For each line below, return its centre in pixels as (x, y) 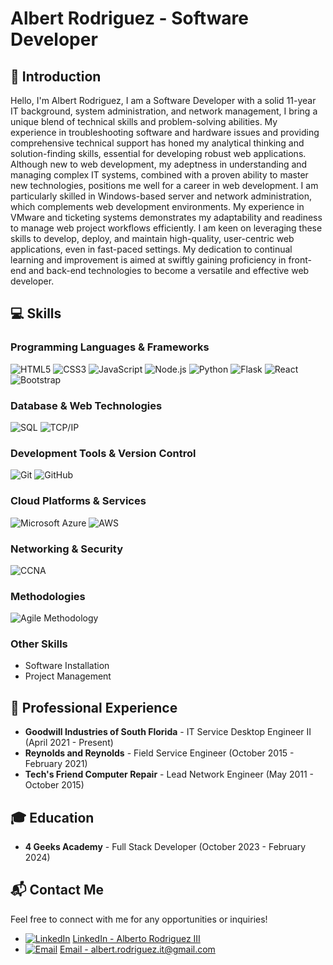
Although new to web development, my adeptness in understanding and (159, 164)
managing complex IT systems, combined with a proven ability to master (159, 175)
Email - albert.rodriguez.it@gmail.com (137, 949)
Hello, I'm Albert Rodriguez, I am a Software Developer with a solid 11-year (163, 100)
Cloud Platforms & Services (78, 501)
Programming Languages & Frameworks (110, 347)
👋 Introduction (56, 76)
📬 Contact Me (57, 890)
